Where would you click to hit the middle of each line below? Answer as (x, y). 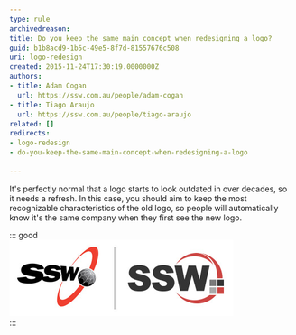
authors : (26, 77)
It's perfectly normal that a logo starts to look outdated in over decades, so (148, 189)
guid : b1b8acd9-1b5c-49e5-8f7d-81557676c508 (94, 48)
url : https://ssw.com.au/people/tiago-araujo (105, 114)
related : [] (32, 124)
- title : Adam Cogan (48, 86)
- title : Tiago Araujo (52, 105)
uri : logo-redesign (46, 57)
